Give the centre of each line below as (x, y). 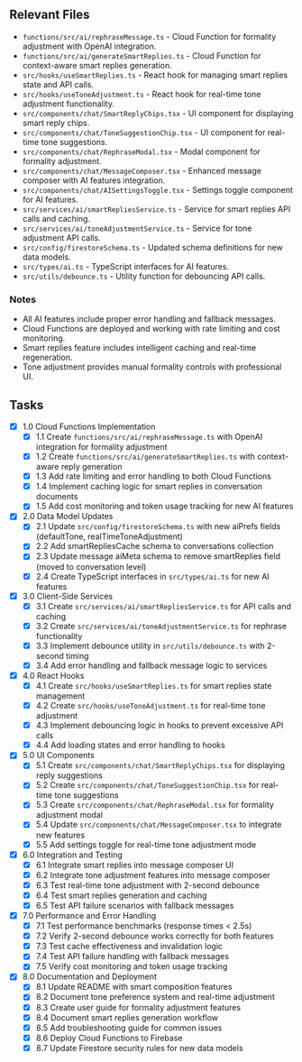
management (60, 696)
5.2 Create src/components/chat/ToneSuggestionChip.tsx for (147, 785)
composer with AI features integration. (94, 180)
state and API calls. (58, 84)
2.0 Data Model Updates (68, 517)
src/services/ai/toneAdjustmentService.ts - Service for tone (137, 228)
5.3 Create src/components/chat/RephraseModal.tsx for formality (155, 805)
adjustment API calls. (61, 237)
